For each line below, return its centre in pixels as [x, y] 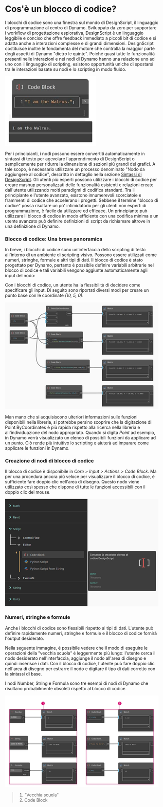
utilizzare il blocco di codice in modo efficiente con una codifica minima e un [82, 216]
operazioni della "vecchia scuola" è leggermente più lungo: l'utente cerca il [80, 653]
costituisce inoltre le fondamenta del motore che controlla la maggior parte [80, 48]
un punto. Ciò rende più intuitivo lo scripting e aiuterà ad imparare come [77, 443]
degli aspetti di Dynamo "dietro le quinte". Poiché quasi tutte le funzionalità [80, 54]
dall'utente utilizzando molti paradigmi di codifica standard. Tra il [70, 190]
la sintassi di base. [24, 674]
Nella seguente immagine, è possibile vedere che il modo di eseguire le [76, 648]
